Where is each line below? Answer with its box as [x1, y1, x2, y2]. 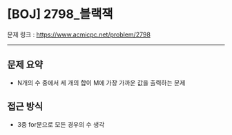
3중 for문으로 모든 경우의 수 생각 [17, 120, 105, 128]
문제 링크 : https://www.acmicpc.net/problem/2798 [7, 30, 151, 39]
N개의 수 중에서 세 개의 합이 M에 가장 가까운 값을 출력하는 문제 [17, 79, 186, 87]
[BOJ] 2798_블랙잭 [7, 6, 113, 22]
